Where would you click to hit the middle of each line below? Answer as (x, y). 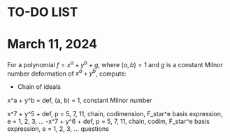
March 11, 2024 (52, 44)
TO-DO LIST (43, 12)
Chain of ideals (39, 87)
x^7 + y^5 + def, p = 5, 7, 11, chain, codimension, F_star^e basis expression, (115, 114)
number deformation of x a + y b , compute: (67, 73)
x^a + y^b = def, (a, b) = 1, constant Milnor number (80, 100)
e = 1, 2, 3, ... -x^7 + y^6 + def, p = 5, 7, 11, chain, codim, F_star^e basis (108, 121)
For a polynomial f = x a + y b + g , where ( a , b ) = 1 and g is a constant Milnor (115, 64)
